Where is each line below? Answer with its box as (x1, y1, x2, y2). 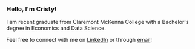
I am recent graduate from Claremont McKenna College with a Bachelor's (6, 19, 189, 26)
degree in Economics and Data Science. (6, 24, 106, 32)
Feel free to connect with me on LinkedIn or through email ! (6, 36, 153, 44)
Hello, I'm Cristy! (6, 5, 57, 13)
